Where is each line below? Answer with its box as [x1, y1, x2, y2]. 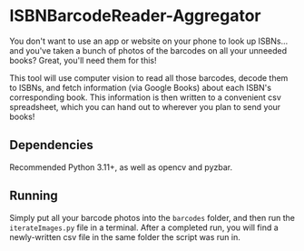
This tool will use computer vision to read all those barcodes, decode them [9, 72, 289, 83]
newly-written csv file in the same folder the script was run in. [9, 231, 240, 242]
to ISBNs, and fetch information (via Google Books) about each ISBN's [9, 82, 272, 93]
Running [9, 188, 59, 204]
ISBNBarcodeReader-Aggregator [9, 5, 261, 26]
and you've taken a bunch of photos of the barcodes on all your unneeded [9, 45, 288, 55]
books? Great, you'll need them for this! [9, 55, 157, 65]
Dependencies [9, 137, 93, 153]
